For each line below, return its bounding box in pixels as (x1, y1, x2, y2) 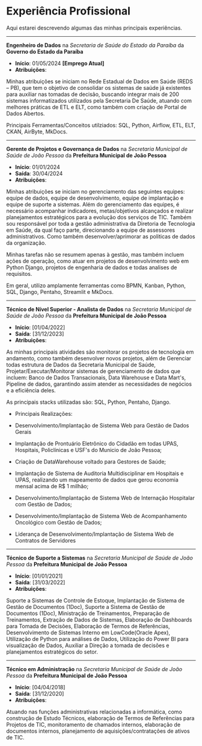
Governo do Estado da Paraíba (6, 48, 84, 55)
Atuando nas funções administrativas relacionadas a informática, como (6, 708, 182, 715)
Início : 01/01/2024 (14, 163, 60, 170)
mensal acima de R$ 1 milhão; (14, 482, 89, 489)
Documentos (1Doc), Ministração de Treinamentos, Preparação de (6, 610, 170, 617)
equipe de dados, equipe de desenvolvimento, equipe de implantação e (6, 194, 184, 202)
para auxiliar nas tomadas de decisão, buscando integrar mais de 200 (6, 91, 179, 98)
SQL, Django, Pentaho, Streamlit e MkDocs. (6, 288, 114, 295)
